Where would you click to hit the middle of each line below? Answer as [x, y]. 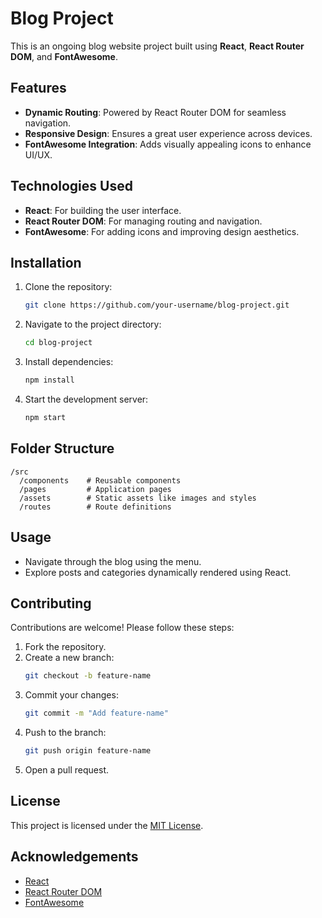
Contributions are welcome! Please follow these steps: [122, 628]
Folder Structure [62, 448]
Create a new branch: [69, 658]
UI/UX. [38, 154]
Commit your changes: [71, 695]
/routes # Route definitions [95, 507]
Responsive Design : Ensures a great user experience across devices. [168, 133]
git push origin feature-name [88, 751]
